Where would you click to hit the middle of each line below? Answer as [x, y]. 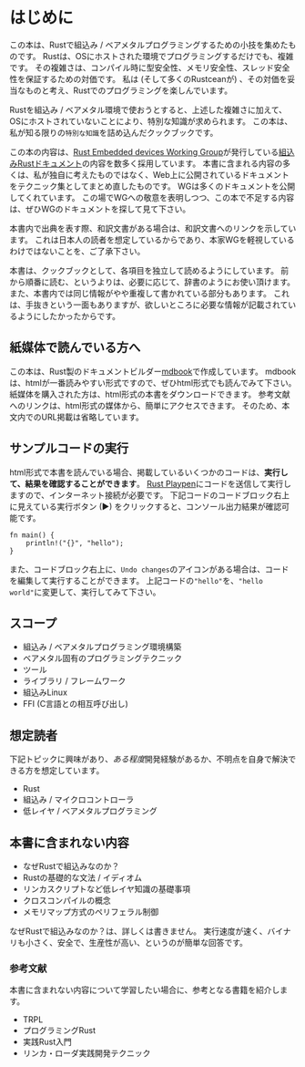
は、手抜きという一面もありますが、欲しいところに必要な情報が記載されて [149, 305]
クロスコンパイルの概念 [66, 900]
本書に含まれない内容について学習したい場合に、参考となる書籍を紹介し [145, 990]
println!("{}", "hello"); [75, 543]
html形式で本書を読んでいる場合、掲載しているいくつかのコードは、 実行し [149, 472]
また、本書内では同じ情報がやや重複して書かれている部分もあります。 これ [149, 293]
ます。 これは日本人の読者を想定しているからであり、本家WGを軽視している [152, 239]
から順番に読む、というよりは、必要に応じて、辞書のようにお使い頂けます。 [152, 282]
